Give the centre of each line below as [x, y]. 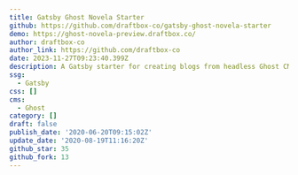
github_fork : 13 [39, 157]
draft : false [33, 125]
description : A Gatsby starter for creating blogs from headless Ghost [144, 67]
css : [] [24, 91]
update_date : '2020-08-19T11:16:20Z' [79, 141]
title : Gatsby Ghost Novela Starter [77, 17]
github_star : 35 [39, 148]
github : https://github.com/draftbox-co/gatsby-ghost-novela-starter [141, 26]
